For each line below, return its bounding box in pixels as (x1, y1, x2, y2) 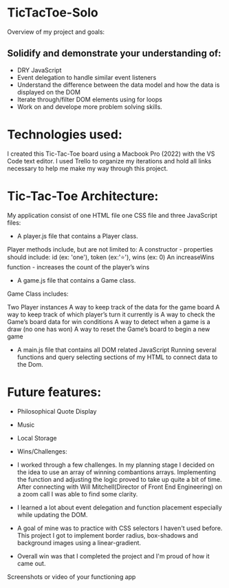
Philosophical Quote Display (17, 407, 97, 415)
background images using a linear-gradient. (17, 538, 142, 547)
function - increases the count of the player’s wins (7, 263, 150, 271)
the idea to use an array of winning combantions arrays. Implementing (17, 467, 217, 476)
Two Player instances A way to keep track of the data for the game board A (7, 303, 220, 311)
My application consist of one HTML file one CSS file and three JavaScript (7, 211, 218, 219)
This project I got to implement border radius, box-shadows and (17, 531, 198, 539)
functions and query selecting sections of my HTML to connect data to (17, 353, 218, 361)
